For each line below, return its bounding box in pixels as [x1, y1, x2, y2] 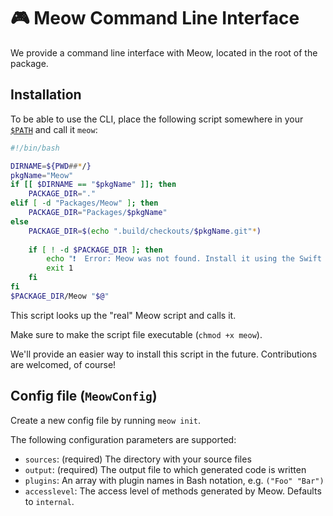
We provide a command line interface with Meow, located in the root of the [10, 46, 318, 59]
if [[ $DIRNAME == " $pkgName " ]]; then [10, 180, 177, 190]
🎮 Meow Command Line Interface [10, 7, 300, 30]
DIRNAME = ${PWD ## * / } [10, 161, 92, 171]
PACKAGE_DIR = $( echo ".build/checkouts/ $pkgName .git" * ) [28, 226, 262, 236]
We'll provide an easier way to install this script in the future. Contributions [10, 348, 318, 360]
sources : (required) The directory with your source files [24, 453, 252, 465]
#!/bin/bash [10, 143, 60, 153]
